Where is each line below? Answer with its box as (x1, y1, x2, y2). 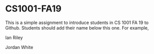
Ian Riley (5, 34, 23, 40)
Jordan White (5, 44, 34, 50)
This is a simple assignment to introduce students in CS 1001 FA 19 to (5, 19, 149, 25)
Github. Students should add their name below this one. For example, (5, 24, 149, 30)
